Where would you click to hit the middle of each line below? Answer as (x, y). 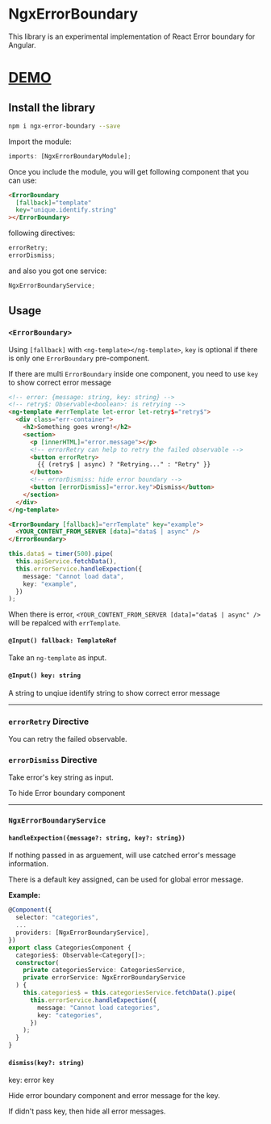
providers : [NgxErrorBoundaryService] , (83, 932)
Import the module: (40, 141)
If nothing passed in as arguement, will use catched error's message (122, 855)
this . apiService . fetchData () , (66, 562)
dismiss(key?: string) (46, 1063)
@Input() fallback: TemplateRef (63, 640)
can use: (23, 180)
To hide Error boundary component (67, 794)
